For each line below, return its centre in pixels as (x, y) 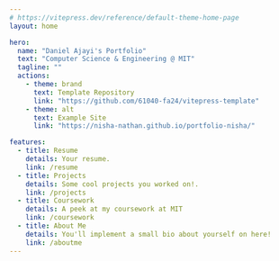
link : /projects (56, 193)
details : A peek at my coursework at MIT (104, 209)
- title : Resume (48, 151)
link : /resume (52, 167)
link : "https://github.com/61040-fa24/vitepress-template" (146, 101)
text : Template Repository (84, 92)
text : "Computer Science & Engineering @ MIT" (106, 59)
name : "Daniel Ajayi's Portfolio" (82, 50)
